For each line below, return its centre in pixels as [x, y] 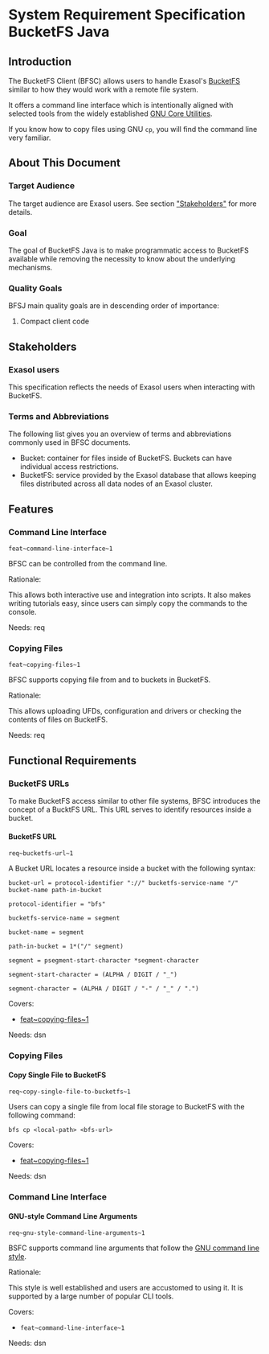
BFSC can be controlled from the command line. [88, 563]
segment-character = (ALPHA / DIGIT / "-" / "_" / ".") [104, 989]
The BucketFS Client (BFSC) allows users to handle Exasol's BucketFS [124, 81]
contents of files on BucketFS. [58, 720]
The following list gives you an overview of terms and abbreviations [120, 434]
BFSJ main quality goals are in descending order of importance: [114, 306]
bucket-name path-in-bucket [55, 891]
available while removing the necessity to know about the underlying [122, 258]
